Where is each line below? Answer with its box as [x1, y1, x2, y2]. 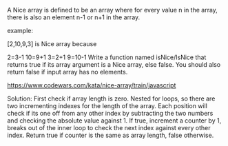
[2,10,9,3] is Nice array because [7, 40, 97, 48]
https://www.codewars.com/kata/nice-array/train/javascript [7, 81, 176, 89]
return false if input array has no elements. [7, 68, 128, 76]
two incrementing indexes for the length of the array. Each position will [7, 102, 208, 109]
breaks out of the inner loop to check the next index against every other [7, 124, 211, 132]
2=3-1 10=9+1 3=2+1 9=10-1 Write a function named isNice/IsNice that [7, 53, 207, 61]
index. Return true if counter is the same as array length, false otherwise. [7, 131, 214, 139]
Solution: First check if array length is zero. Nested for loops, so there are [7, 94, 216, 103]
